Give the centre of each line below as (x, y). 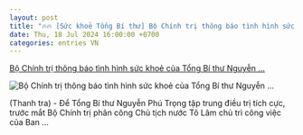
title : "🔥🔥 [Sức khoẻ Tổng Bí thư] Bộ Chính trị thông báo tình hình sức (152, 26)
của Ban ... (29, 122)
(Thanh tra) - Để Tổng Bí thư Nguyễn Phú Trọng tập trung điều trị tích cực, (147, 103)
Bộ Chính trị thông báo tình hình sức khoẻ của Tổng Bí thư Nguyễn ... (137, 68)
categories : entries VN (54, 43)
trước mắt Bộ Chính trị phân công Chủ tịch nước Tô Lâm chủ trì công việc (146, 112)
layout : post (34, 18)
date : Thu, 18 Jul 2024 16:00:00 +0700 (85, 34)
